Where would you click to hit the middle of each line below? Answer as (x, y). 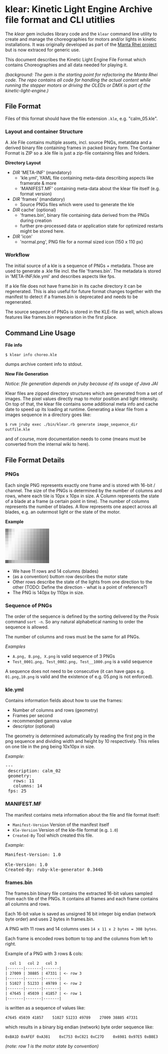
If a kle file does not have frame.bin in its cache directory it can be (73, 286)
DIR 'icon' (23, 236)
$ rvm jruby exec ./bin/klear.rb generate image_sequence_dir (71, 425)
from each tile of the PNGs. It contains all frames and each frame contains (82, 899)
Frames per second (33, 716)
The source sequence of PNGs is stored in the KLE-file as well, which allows (84, 312)
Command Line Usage (40, 333)
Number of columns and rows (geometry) (55, 710)
